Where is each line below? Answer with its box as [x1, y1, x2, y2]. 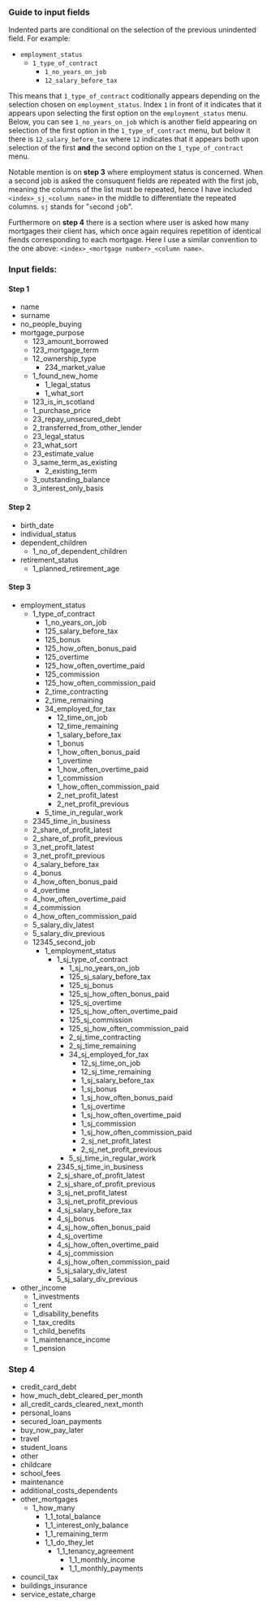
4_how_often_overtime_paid [32, 894, 127, 904]
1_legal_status [44, 380, 91, 390]
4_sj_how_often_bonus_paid [56, 1222, 151, 1232]
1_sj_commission [80, 1118, 136, 1128]
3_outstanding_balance [32, 475, 110, 485]
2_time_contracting [44, 686, 109, 696]
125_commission [44, 669, 100, 679]
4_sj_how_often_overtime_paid [56, 1239, 160, 1249]
